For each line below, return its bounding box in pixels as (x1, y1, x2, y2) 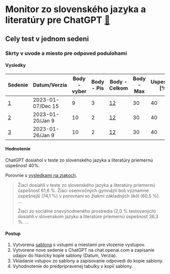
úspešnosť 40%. (5, 162, 40, 168)
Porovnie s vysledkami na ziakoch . (5, 172, 77, 178)
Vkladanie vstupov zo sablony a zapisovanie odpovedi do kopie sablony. (12, 258, 163, 264)
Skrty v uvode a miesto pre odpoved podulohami (5, 50, 127, 57)
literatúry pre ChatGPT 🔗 (5, 14, 110, 26)
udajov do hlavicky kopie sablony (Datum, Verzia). (12, 252, 117, 259)
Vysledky (5, 62, 26, 68)
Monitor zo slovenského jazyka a (5, 4, 146, 15)
